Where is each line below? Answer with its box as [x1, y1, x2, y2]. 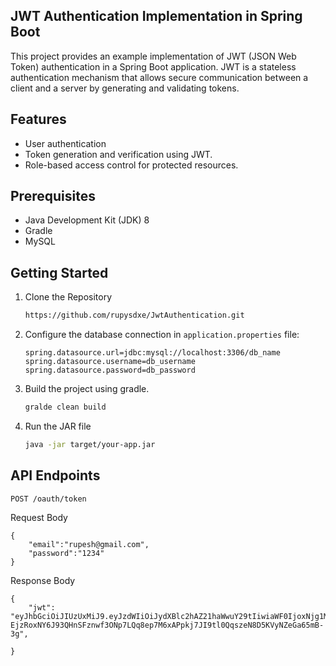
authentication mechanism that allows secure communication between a [10, 71, 309, 83]
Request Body [10, 511, 68, 523]
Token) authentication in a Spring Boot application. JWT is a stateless [10, 60, 297, 73]
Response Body [10, 574, 76, 586]
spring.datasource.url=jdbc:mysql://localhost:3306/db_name [24, 348, 281, 358]
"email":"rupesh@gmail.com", [28, 539, 150, 549]
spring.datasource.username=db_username [24, 357, 196, 367]
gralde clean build [24, 402, 107, 413]
